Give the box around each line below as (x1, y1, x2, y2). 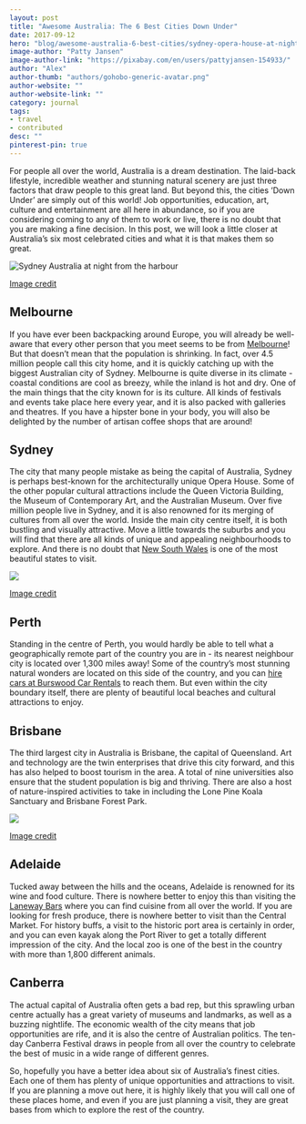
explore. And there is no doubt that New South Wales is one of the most (9, 544, 279, 555)
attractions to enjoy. (9, 697, 85, 708)
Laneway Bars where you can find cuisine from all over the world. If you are (9, 900, 293, 911)
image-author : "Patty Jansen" (9, 47, 125, 56)
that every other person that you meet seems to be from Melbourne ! (35, 338, 291, 349)
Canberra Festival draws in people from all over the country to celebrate (25, 1037, 296, 1048)
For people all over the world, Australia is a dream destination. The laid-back (9, 165, 296, 176)
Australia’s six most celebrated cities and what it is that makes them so (9, 233, 275, 244)
